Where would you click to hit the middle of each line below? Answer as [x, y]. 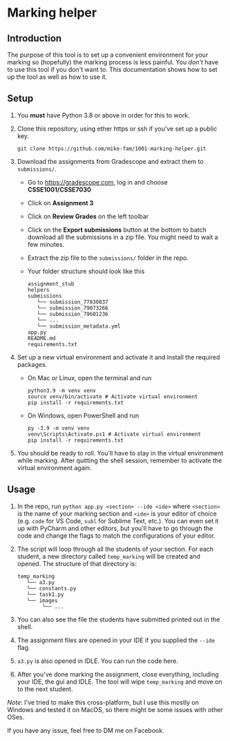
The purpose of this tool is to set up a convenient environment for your [108, 55]
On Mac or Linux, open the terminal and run [89, 377]
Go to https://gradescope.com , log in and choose [97, 182]
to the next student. [45, 688]
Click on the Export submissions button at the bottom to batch [117, 229]
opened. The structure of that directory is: [77, 563]
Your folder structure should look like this [86, 271]
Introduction [35, 38]
